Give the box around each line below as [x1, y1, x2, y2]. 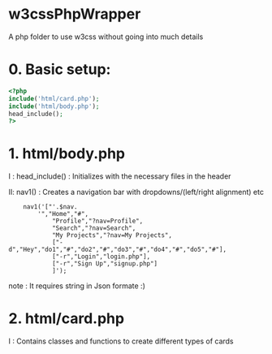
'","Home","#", [37, 210, 89, 218]
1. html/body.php [8, 145, 126, 163]
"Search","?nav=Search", [51, 224, 136, 232]
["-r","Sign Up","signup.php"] [51, 260, 158, 268]
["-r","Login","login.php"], [51, 253, 151, 261]
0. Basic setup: [8, 60, 111, 79]
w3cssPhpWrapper [8, 5, 141, 24]
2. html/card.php [8, 309, 124, 328]
